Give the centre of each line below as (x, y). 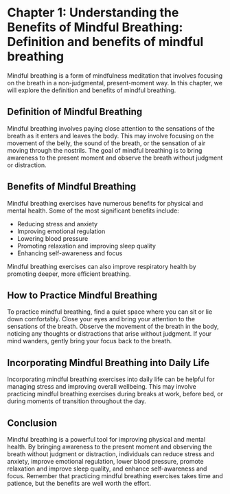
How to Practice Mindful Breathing (82, 295)
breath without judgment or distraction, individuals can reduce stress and (111, 454)
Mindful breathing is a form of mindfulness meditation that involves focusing (115, 75)
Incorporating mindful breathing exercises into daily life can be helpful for (111, 379)
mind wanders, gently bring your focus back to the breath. (90, 341)
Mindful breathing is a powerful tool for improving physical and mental (106, 439)
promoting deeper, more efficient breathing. (69, 274)
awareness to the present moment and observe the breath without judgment (115, 158)
